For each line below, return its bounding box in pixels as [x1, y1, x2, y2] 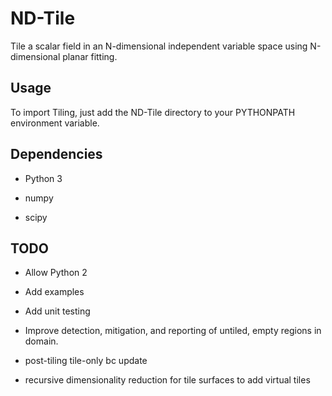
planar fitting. [62, 50, 118, 62]
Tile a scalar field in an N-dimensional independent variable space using [10, 40, 308, 52]
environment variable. [10, 117, 100, 129]
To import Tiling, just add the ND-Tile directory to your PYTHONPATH [10, 106, 296, 118]
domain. [24, 335, 59, 347]
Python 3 [24, 172, 63, 184]
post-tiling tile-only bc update [24, 355, 148, 367]
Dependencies [10, 146, 103, 163]
